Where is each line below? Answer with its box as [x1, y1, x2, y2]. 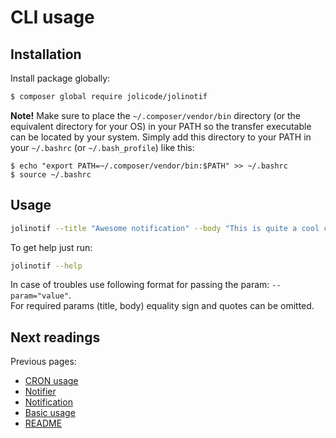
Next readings [10, 329, 101, 346]
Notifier [24, 386, 57, 398]
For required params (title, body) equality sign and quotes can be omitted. [10, 300, 315, 312]
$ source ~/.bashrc [10, 169, 92, 180]
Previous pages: [10, 356, 77, 368]
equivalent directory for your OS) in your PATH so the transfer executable [10, 120, 312, 132]
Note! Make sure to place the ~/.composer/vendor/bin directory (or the [10, 109, 302, 121]
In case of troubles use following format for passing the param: [10, 279, 270, 291]
